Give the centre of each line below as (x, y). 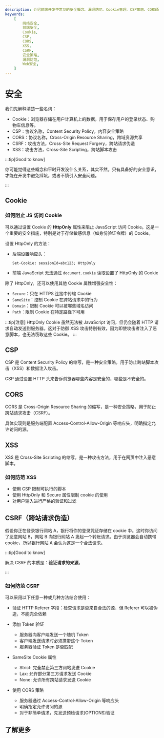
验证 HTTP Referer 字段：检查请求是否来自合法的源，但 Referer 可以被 (83, 608)
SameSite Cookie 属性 (34, 657)
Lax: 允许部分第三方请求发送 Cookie (55, 674)
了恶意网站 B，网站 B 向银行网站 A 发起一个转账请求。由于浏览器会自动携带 (81, 537)
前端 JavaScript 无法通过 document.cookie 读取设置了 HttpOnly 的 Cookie (85, 273)
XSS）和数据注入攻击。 (37, 369)
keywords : (15, 14)
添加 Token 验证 (28, 624)
